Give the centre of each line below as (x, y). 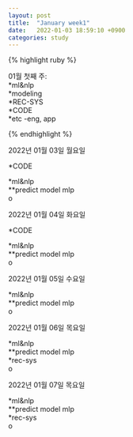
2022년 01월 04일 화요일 (47, 215)
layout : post (30, 15)
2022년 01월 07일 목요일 (47, 385)
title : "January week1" (49, 23)
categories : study (38, 38)
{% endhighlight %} (40, 134)
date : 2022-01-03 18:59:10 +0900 (67, 30)
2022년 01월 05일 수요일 (47, 279)
